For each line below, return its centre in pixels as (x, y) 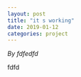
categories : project (38, 34)
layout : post (27, 14)
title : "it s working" (41, 20)
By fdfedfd (23, 54)
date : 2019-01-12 (33, 27)
